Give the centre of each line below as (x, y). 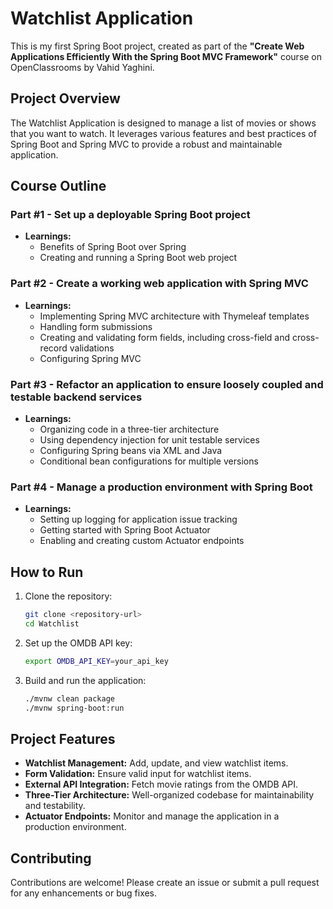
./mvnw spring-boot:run (74, 708)
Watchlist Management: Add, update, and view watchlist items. (156, 763)
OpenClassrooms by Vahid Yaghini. (82, 67)
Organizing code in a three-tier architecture (129, 429)
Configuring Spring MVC (90, 358)
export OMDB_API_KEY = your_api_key (96, 661)
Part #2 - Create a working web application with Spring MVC (159, 284)
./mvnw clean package (69, 698)
